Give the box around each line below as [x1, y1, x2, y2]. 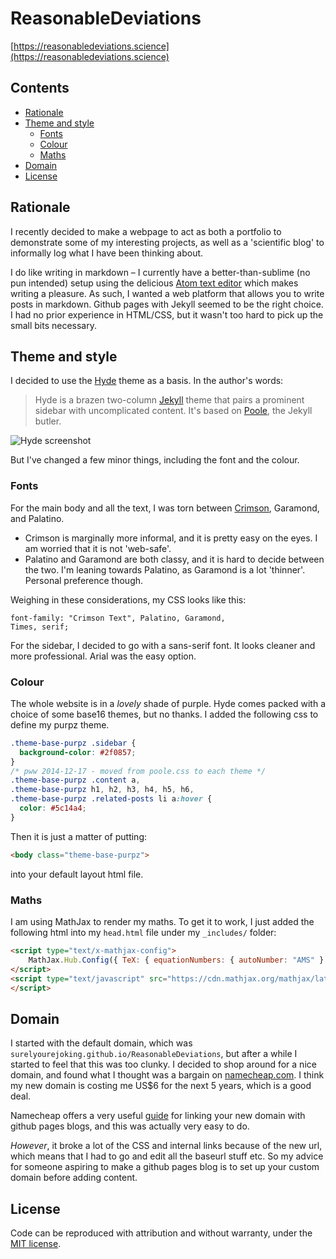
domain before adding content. [10, 1172, 138, 1184]
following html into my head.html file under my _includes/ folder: [10, 927, 277, 939]
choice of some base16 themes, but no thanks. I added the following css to [10, 708, 319, 720]
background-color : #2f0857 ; [19, 747, 137, 757]
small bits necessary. [10, 319, 97, 331]
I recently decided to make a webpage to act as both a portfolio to [10, 225, 282, 237]
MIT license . [10, 1238, 62, 1250]
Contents [10, 80, 70, 97]
